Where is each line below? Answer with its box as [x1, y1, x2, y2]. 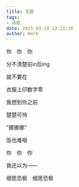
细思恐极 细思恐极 [6, 174, 54, 182]
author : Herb [6, 31, 39, 37]
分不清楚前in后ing [6, 61, 50, 68]
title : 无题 [6, 8, 34, 15]
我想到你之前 [6, 99, 38, 106]
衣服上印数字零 [6, 86, 43, 93]
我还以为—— [6, 162, 38, 169]
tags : [6, 14, 20, 20]
